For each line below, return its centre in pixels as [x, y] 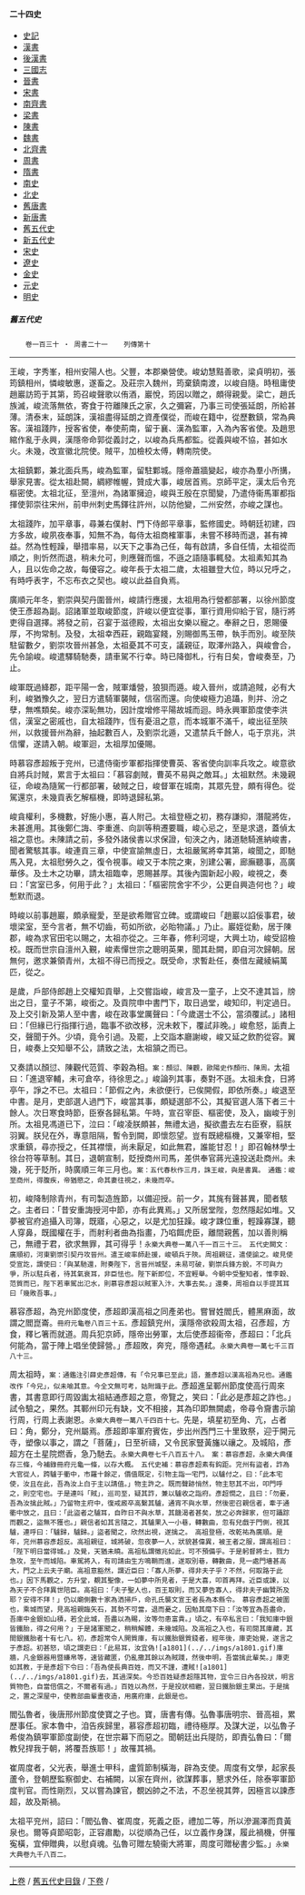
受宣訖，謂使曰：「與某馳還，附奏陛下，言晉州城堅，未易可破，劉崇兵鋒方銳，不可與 [143, 1265]
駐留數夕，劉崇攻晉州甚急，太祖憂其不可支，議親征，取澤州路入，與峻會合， [152, 646]
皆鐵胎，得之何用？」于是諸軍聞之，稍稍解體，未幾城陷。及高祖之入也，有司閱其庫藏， [148, 1629]
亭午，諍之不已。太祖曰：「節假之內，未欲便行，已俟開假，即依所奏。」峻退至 [152, 1091]
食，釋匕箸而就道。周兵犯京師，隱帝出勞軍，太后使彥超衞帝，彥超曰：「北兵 [151, 1334]
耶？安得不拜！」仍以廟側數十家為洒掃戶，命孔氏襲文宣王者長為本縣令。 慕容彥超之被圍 [150, 1600]
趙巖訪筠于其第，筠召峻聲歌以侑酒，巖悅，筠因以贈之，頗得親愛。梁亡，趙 [148, 394]
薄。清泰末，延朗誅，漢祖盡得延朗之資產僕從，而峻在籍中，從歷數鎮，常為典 [152, 417]
